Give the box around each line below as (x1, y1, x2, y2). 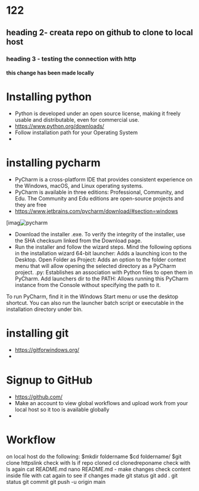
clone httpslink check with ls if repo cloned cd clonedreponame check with (6, 459, 191, 466)
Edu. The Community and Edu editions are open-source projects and (14, 194, 184, 202)
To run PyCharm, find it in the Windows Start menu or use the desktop (6, 293, 179, 300)
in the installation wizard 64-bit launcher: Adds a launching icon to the (14, 249, 188, 257)
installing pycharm (6, 156, 101, 170)
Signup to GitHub (6, 373, 93, 387)
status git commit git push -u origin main (6, 478, 106, 485)
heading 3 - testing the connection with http (6, 54, 136, 63)
